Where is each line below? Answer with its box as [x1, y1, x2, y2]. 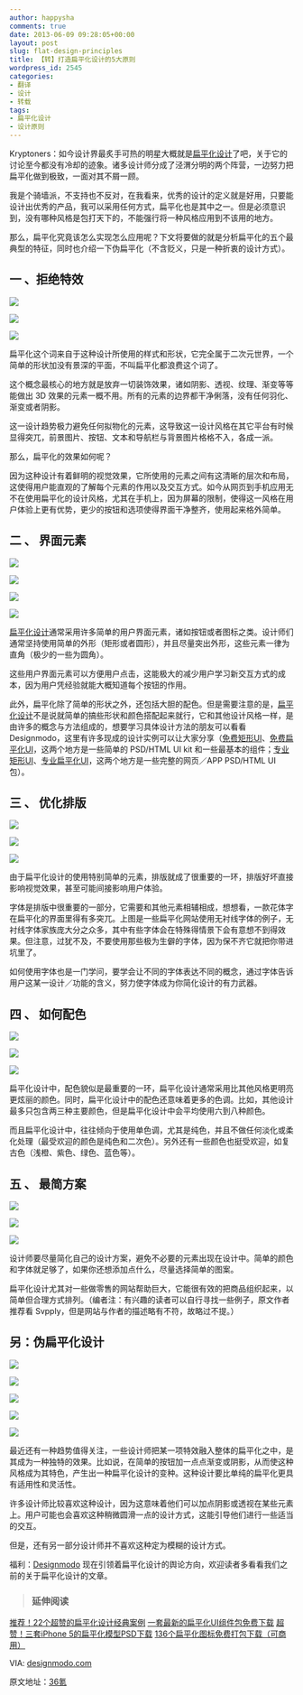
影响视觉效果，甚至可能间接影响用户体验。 [9, 883, 168, 894]
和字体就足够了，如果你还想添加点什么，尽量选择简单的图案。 [9, 1264, 239, 1275]
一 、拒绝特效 [9, 272, 84, 287]
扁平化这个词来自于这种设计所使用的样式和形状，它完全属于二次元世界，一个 [9, 348, 294, 359]
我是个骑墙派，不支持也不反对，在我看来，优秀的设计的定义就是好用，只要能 [9, 190, 294, 200]
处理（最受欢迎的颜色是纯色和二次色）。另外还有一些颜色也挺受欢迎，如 [16, 1136, 282, 1147]
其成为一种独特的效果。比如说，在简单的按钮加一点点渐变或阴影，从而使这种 [9, 1456, 294, 1467]
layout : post [9, 38, 59, 48]
